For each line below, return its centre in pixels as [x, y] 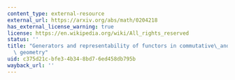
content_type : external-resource [56, 14]
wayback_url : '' [31, 65]
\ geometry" [31, 53]
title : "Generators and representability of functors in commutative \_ [114, 46]
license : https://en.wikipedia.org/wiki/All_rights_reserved [98, 33]
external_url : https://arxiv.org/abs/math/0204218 [83, 20]
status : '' [23, 40]
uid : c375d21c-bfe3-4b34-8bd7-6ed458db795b [72, 59]
